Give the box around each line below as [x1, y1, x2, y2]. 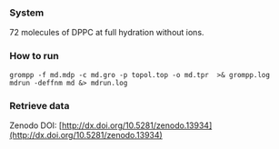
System [9, 6, 45, 19]
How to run [9, 50, 59, 63]
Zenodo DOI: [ [9, 120, 63, 131]
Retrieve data [9, 99, 70, 112]
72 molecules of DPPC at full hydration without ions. [9, 27, 204, 38]
